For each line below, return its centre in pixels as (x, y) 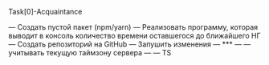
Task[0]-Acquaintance (45, 12)
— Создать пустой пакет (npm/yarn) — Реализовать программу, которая (133, 27)
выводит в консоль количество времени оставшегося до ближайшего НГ (134, 36)
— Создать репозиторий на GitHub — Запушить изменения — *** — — (130, 44)
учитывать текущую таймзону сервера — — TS (90, 53)
